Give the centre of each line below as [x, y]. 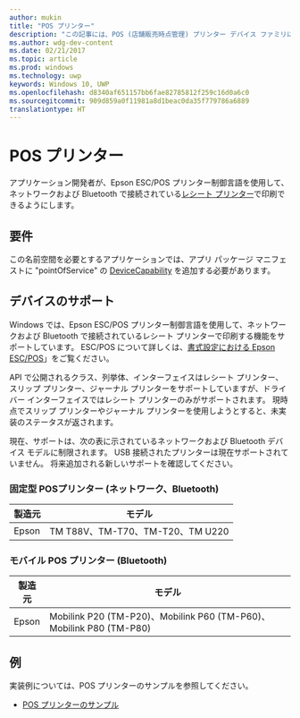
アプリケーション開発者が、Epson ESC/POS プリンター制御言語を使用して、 [149, 183]
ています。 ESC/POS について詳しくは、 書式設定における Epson [157, 346]
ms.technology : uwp [46, 76]
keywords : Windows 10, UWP [59, 84]
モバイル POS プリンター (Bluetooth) [88, 560]
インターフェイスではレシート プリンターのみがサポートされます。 [148, 399]
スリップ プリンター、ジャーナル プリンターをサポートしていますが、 [136, 388]
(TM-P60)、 [244, 617]
